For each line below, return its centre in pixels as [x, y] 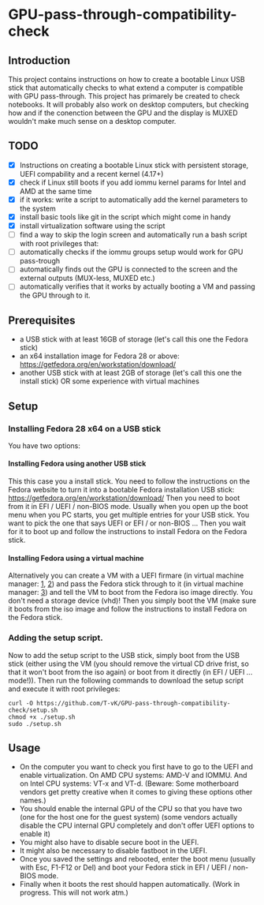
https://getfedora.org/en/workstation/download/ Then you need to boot [124, 498]
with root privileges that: [59, 244]
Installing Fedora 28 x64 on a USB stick [85, 428]
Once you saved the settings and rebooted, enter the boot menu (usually [138, 859]
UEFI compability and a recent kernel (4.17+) [91, 174]
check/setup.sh [33, 710]
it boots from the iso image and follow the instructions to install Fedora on [127, 609]
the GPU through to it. [55, 295]
